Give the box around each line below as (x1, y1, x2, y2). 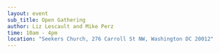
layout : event (7, 10, 49, 17)
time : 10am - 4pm (7, 29, 58, 36)
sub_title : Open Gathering (7, 17, 86, 23)
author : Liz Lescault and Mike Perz (7, 23, 114, 30)
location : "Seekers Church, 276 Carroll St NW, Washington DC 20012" (7, 36, 214, 43)
